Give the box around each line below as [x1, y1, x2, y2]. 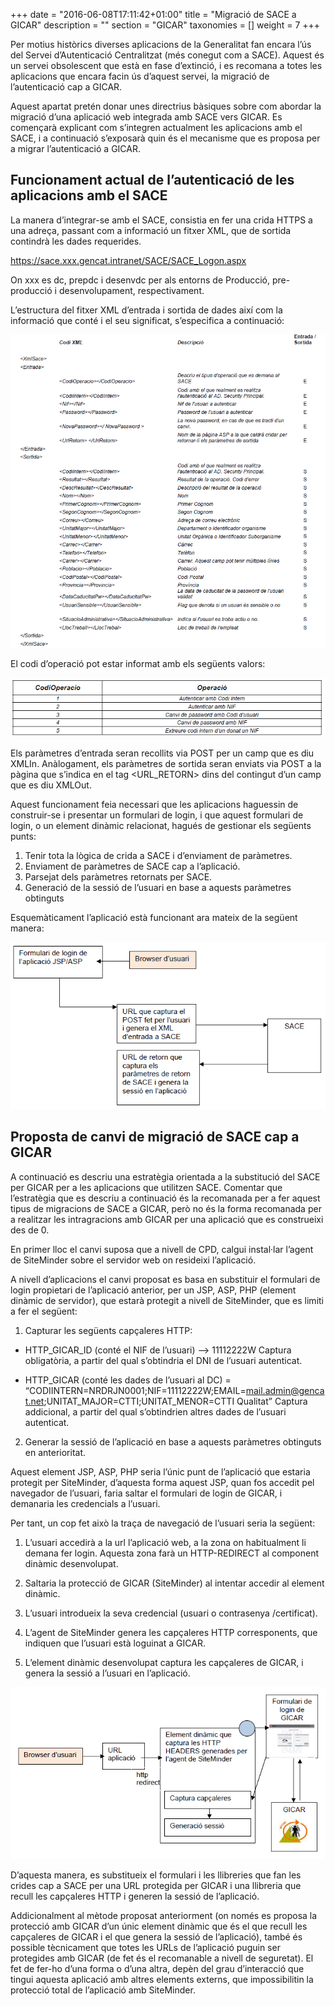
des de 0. [10, 1224, 50, 1236]
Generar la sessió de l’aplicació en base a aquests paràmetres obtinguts [24, 1435, 322, 1448]
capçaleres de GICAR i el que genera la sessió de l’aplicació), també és [10, 1931, 303, 1943]
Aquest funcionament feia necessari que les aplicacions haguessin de [10, 799, 299, 811]
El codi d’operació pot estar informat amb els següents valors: [10, 658, 266, 670]
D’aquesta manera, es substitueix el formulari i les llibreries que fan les [10, 1869, 302, 1881]
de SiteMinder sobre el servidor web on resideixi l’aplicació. [10, 1254, 257, 1266]
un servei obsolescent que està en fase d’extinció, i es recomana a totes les [10, 60, 323, 71]
